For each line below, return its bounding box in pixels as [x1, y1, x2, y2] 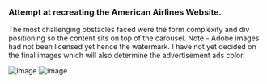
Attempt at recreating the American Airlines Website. [8, 6, 222, 18]
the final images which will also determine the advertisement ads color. [8, 51, 245, 61]
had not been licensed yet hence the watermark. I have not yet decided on [8, 42, 256, 52]
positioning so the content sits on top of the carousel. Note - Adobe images [8, 33, 260, 43]
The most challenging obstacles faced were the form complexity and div [8, 25, 250, 35]
